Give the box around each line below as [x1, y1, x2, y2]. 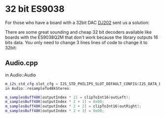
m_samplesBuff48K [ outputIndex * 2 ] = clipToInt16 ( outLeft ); [5, 94, 131, 100]
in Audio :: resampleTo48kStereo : [5, 86, 71, 91]
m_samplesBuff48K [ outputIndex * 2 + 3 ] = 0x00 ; [5, 109, 105, 114]
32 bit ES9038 [5, 3, 65, 15]
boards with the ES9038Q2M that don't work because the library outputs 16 [5, 34, 158, 40]
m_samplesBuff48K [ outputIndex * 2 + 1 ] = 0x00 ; [5, 99, 105, 104]
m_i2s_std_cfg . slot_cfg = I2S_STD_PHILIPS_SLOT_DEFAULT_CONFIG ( [5, 81, 139, 86]
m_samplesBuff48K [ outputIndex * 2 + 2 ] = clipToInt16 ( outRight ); [5, 104, 142, 109]
